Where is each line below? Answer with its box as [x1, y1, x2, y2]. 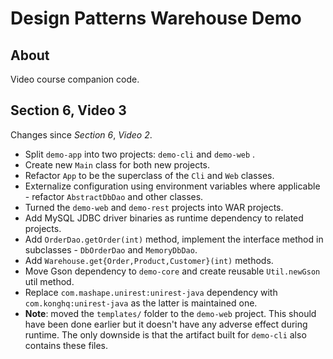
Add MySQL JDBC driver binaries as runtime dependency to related [24, 212, 304, 224]
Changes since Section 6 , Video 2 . [10, 128, 153, 141]
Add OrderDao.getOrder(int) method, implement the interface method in [24, 233, 324, 245]
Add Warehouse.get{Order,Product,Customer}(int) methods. [24, 254, 274, 266]
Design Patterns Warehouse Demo [10, 7, 302, 30]
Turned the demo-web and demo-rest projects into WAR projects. [24, 201, 284, 213]
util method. [24, 275, 75, 287]
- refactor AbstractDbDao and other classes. [24, 190, 204, 202]
